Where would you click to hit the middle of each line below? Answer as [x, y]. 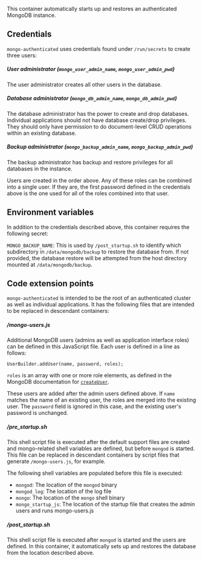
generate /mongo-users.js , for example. [56, 462]
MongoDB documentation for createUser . [58, 382]
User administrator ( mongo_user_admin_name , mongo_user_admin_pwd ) [91, 69]
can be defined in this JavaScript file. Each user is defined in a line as [93, 347]
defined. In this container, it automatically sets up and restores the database [101, 546]
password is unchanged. [37, 413]
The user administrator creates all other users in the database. [84, 84]
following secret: [28, 233]
